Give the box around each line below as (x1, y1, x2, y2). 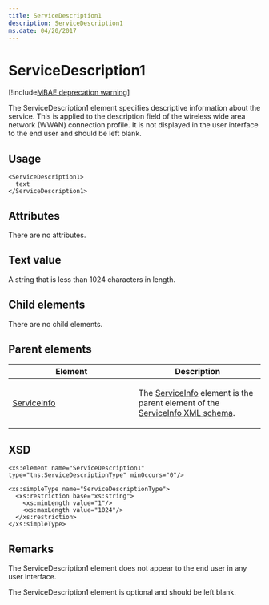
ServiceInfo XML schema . (139, 408, 235, 419)
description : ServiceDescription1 (8, 19, 124, 27)
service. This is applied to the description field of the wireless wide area (8, 111, 246, 121)
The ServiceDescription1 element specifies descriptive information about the (8, 103, 261, 113)
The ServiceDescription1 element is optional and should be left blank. (8, 587, 236, 597)
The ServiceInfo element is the (139, 388, 254, 399)
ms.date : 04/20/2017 (8, 26, 78, 34)
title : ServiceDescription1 (8, 11, 102, 20)
